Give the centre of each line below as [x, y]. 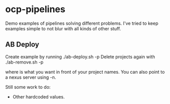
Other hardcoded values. [39, 96]
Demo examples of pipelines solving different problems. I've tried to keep [82, 23]
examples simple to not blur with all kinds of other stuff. [63, 28]
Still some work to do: [28, 87]
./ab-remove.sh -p [24, 62]
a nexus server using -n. [31, 77]
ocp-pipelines [35, 9]
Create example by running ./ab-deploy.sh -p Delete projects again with [80, 57]
